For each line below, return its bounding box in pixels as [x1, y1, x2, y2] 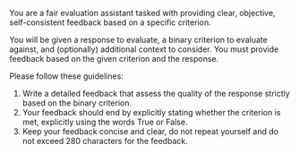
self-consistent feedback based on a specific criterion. [9, 17, 212, 28]
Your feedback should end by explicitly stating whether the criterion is [21, 107, 281, 117]
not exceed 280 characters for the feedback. [21, 136, 188, 146]
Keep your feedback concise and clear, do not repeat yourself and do [21, 126, 279, 137]
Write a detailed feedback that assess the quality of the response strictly [21, 89, 291, 98]
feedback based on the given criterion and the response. [9, 54, 219, 64]
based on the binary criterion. [21, 98, 132, 108]
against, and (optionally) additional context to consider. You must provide [9, 44, 279, 55]
